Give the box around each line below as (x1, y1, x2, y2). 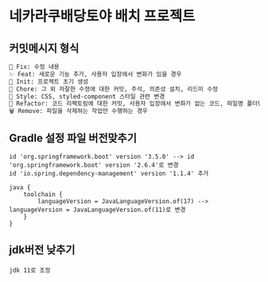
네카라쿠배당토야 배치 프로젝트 (9, 7, 196, 25)
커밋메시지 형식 (9, 41, 80, 55)
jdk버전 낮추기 (9, 243, 76, 257)
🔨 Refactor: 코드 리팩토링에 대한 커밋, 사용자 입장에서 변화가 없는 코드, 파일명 (9, 100, 243, 108)
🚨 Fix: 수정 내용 (9, 63, 60, 71)
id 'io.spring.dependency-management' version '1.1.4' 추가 (9, 169, 209, 177)
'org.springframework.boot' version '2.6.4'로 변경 (9, 160, 179, 169)
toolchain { (23, 190, 63, 199)
